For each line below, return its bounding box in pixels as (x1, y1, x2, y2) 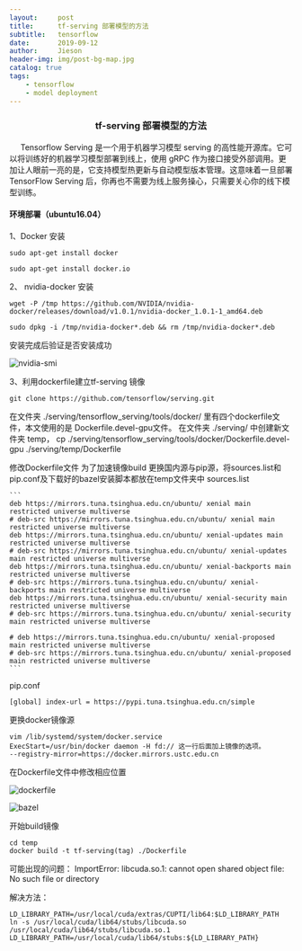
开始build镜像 (9, 821, 60, 831)
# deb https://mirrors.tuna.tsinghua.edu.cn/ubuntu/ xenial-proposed (9, 633, 276, 642)
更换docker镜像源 (9, 715, 75, 724)
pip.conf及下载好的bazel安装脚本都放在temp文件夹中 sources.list (9, 474, 250, 484)
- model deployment (25, 88, 99, 97)
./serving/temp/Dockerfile (25, 444, 121, 454)
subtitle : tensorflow (9, 30, 99, 39)
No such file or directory (9, 874, 100, 884)
